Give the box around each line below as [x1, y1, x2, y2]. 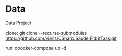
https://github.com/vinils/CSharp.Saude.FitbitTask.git [5, 35, 117, 41]
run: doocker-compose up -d [5, 45, 66, 51]
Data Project [5, 20, 32, 26]
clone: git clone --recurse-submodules [5, 30, 87, 36]
